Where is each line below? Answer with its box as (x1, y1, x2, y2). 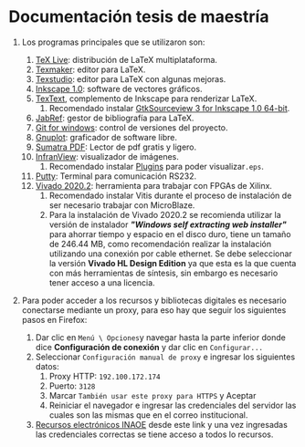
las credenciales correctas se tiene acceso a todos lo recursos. (35, 429, 274, 440)
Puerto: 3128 (48, 380, 96, 391)
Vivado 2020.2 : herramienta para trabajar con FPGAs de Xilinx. (35, 180, 273, 191)
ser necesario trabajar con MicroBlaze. (48, 199, 195, 211)
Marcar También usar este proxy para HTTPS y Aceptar (48, 390, 257, 400)
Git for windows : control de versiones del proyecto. (35, 121, 229, 133)
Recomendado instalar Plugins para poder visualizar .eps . (48, 161, 264, 172)
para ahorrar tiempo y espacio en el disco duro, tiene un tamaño (48, 228, 291, 239)
